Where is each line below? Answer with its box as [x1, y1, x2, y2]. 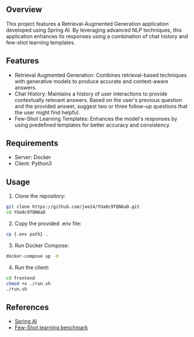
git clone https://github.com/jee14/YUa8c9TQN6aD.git [6, 204, 140, 210]
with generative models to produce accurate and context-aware [14, 77, 168, 84]
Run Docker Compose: [14, 241, 69, 249]
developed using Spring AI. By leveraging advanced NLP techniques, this [6, 26, 182, 33]
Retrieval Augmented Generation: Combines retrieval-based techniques [14, 72, 187, 79]
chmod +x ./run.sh [6, 281, 51, 287]
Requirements [6, 138, 58, 148]
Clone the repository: [14, 193, 66, 200]
